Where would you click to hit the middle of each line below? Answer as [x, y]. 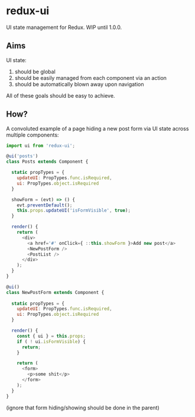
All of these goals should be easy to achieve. [61, 95]
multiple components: [32, 135]
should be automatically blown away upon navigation [79, 84]
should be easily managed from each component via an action [91, 77]
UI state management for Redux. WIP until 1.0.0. [64, 27]
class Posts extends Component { [47, 162]
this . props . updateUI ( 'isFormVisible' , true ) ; [74, 211]
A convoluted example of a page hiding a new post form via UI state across [97, 128]
